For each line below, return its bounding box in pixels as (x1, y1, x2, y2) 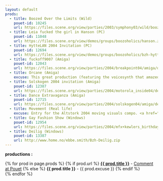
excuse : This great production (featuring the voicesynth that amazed (14, 75, 160, 80)
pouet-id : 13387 (14, 133, 47, 138)
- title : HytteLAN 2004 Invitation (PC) (9, 43, 92, 48)
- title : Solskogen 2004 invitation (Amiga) (9, 79, 101, 84)
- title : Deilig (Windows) (9, 129, 64, 134)
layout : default (5, 7, 38, 12)
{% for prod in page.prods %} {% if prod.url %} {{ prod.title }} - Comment (5, 161, 154, 166)
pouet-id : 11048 (14, 34, 47, 39)
